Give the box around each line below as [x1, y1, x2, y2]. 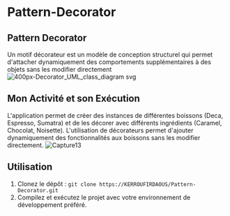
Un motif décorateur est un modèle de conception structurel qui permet [7, 50, 213, 59]
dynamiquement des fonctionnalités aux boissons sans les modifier [7, 133, 201, 141]
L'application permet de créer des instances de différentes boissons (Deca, [7, 111, 224, 119]
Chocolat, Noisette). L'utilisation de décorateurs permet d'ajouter [7, 126, 194, 134]
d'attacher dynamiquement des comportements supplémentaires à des [7, 58, 211, 66]
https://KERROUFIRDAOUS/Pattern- [98, 180, 197, 188]
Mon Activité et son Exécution [7, 93, 141, 105]
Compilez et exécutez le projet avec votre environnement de [17, 193, 191, 201]
